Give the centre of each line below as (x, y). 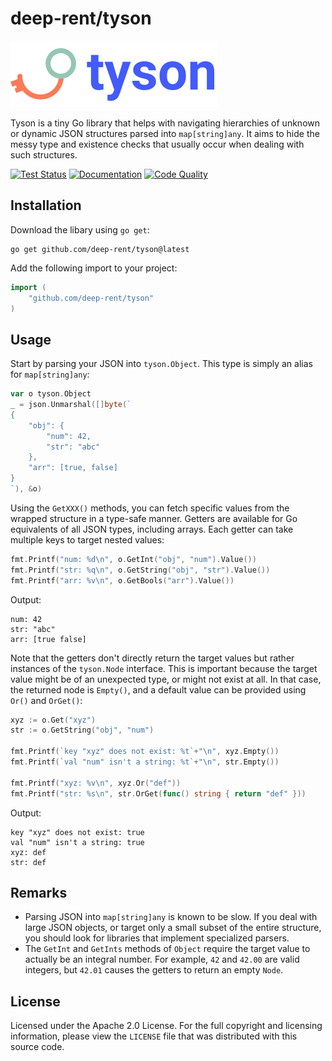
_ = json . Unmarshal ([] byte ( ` (71, 405)
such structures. (44, 154)
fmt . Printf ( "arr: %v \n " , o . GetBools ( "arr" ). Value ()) (122, 580)
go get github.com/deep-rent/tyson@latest (100, 249)
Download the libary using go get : (80, 229)
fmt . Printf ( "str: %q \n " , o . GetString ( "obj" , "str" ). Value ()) (140, 570)
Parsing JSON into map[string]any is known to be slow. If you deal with (171, 917)
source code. (37, 1047)
